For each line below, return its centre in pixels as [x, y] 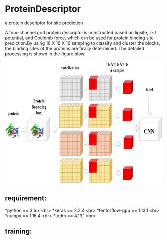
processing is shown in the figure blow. [45, 54]
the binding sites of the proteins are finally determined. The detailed [75, 48]
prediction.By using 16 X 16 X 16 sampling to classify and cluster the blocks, [83, 43]
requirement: [26, 199]
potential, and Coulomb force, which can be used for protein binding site [79, 38]
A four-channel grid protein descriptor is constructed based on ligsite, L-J [81, 32]
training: [19, 231]
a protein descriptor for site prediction [44, 23]
